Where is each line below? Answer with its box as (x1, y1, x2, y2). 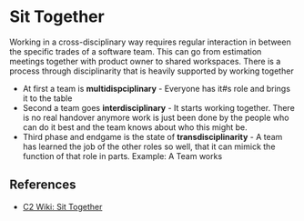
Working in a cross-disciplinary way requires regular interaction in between (9, 36, 291, 47)
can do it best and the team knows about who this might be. (22, 121, 248, 133)
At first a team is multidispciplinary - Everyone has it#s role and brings (22, 83, 291, 94)
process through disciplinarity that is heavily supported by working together (9, 65, 294, 76)
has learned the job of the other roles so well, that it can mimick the (22, 141, 276, 152)
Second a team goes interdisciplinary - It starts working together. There (22, 102, 296, 113)
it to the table (22, 93, 73, 104)
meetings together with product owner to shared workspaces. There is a (9, 55, 281, 66)
